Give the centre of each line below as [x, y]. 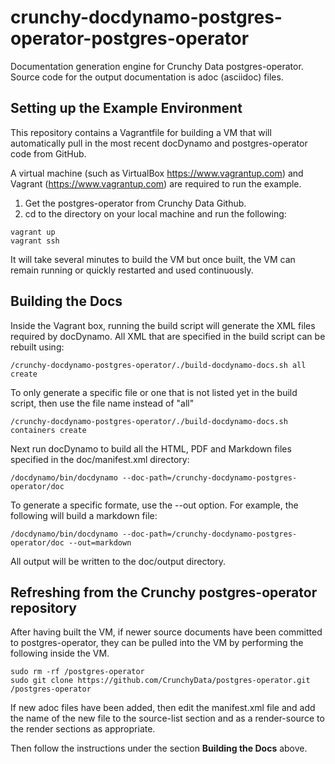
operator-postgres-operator [130, 38]
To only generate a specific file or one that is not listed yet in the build [154, 392]
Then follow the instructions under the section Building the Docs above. [159, 748]
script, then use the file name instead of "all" [102, 403]
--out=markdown [100, 542]
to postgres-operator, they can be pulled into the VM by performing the [157, 643]
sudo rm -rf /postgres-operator [77, 672]
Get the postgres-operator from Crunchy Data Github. [135, 203]
